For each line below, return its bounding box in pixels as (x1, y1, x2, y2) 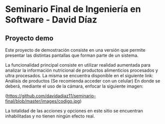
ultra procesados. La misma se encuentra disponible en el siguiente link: (5, 73, 154, 78)
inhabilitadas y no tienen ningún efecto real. (5, 113, 95, 119)
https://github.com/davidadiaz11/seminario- (6, 93, 96, 99)
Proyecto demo (5, 34, 54, 42)
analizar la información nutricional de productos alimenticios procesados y (5, 67, 159, 73)
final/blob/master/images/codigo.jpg (5, 98, 80, 104)
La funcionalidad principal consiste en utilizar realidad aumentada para (5, 62, 151, 68)
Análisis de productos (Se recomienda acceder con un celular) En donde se (5, 78, 161, 84)
